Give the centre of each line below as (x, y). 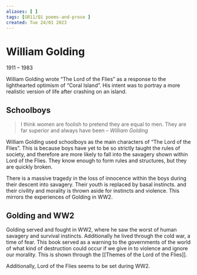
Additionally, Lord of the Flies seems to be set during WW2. (78, 266)
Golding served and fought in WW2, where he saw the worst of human (92, 229)
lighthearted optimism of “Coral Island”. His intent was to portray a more (93, 85)
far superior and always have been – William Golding (84, 130)
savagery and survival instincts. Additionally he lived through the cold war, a (98, 236)
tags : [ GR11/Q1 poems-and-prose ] (49, 17)
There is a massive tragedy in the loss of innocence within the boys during (96, 178)
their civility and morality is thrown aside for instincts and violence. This (93, 191)
